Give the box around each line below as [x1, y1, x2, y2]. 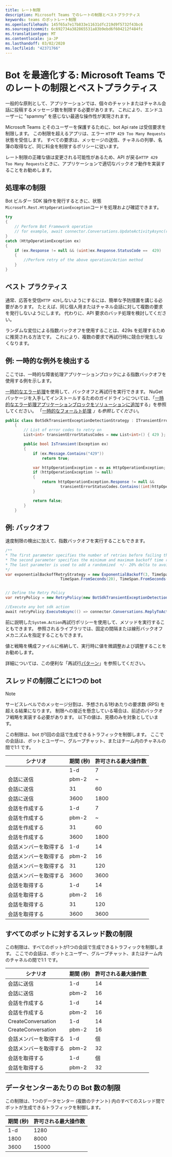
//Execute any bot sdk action [5, 604, 70, 610]
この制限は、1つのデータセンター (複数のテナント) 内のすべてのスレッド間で [5, 1098, 165, 1104]
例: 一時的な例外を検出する [5, 357, 90, 365]
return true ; [41, 456, 70, 461]
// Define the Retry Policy [5, 591, 66, 596]
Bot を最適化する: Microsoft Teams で [5, 69, 165, 81]
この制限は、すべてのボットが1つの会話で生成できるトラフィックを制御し [5, 944, 159, 950]
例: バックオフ [5, 523, 50, 532]
